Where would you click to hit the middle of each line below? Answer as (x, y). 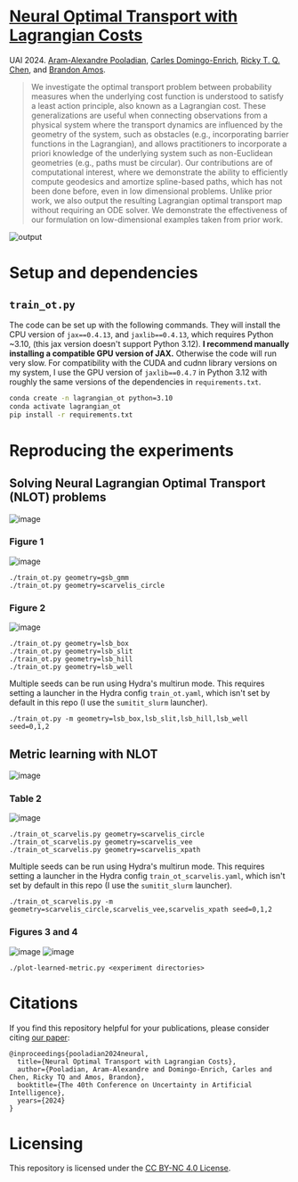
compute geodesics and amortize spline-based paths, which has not (157, 181)
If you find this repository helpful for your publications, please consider (139, 1028)
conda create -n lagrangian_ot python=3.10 (91, 398)
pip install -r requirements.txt (71, 415)
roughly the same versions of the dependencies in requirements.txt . (135, 382)
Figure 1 (27, 541)
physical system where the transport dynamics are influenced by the (157, 124)
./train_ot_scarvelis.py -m (61, 902)
